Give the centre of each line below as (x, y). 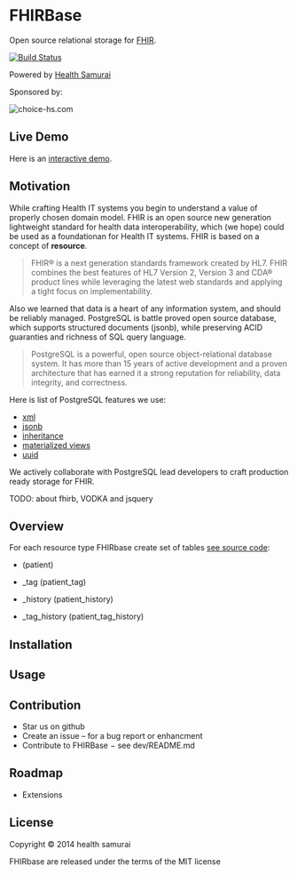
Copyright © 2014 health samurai (70, 844)
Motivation (40, 186)
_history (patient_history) (67, 599)
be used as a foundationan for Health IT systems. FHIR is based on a (134, 236)
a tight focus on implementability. (92, 291)
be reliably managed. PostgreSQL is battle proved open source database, (143, 317)
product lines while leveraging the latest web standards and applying (156, 282)
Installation (41, 644)
